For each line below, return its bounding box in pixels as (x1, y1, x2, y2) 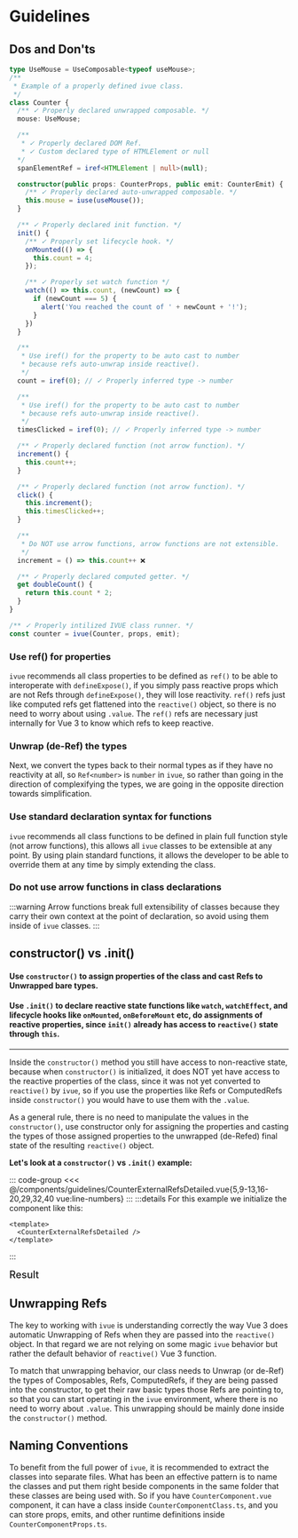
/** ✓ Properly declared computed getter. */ (17, 572, 190, 581)
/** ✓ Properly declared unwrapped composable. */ (17, 107, 210, 115)
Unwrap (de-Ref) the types (9, 740, 128, 752)
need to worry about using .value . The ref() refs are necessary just (9, 708, 259, 718)
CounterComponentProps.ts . (9, 1518, 107, 1529)
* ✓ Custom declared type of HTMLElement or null (20, 147, 210, 156)
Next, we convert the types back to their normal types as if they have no (9, 760, 273, 771)
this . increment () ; (25, 499, 93, 508)
